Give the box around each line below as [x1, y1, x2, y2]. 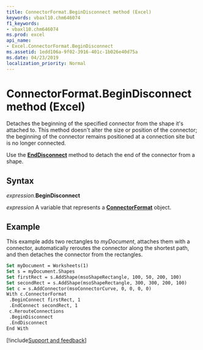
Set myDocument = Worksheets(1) [6, 263, 89, 269]
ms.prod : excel [6, 32, 45, 38]
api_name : [6, 37, 32, 44]
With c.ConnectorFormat [6, 291, 67, 297]
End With [6, 325, 29, 332]
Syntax [6, 175, 34, 186]
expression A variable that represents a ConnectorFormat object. [6, 204, 172, 211]
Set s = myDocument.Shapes [6, 268, 75, 275]
